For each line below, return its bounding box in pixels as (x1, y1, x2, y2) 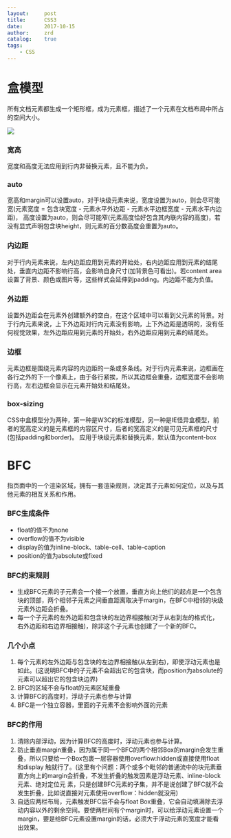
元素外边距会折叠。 (16, 605, 72, 613)
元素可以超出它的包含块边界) (16, 675, 98, 684)
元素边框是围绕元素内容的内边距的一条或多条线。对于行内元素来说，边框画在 (7, 364, 224, 372)
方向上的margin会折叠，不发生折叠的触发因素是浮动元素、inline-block (23, 771, 221, 779)
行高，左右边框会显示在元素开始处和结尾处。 (7, 381, 134, 390)
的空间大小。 (7, 113, 43, 121)
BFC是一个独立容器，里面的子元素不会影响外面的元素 (16, 701, 168, 709)
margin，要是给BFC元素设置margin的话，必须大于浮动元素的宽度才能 (16, 815, 213, 823)
